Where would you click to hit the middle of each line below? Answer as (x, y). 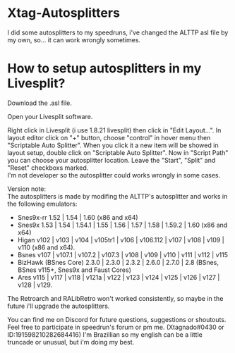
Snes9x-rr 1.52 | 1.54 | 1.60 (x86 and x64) (78, 217)
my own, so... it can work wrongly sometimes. (74, 39)
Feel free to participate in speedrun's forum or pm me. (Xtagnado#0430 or (116, 327)
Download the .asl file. (40, 103)
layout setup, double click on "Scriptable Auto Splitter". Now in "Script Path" (118, 152)
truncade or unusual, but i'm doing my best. (71, 342)
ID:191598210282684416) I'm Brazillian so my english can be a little (105, 334)
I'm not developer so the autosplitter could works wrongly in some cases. (114, 175)
